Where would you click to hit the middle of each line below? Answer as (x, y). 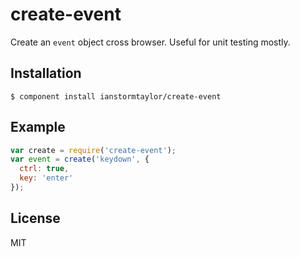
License (35, 218)
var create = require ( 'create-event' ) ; (93, 150)
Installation (46, 73)
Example (38, 127)
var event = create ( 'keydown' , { (80, 159)
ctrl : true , (44, 169)
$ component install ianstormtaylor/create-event (116, 96)
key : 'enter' (46, 178)
